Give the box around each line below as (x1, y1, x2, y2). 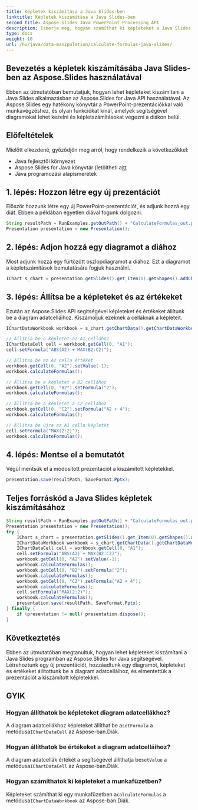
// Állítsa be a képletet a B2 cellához (6, 379, 107, 385)
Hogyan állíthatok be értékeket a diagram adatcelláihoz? (6, 743, 171, 751)
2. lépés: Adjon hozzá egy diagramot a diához (6, 242, 177, 252)
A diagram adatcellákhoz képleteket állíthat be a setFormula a (6, 722, 153, 729)
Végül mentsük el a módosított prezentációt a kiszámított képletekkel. (6, 465, 175, 473)
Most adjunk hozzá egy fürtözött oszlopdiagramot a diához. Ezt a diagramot (6, 258, 190, 265)
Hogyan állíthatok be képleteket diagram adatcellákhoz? (6, 709, 171, 717)
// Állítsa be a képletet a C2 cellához (6, 401, 107, 407)
